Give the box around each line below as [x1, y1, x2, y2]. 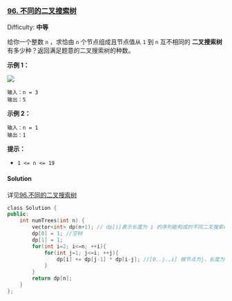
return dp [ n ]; [32, 275, 72, 282]
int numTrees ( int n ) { [19, 217, 85, 224]
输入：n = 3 [7, 89, 39, 96]
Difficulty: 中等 [7, 23, 49, 32]
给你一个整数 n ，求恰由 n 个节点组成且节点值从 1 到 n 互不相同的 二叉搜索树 [7, 38, 223, 46]
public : [7, 211, 30, 218]
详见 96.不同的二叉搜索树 [7, 191, 77, 199]
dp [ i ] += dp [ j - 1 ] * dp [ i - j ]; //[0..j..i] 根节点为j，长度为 [56, 255, 225, 263]
